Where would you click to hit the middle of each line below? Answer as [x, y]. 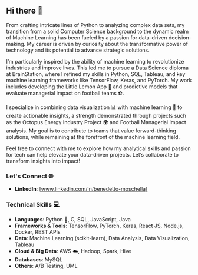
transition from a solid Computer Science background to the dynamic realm [98, 31]
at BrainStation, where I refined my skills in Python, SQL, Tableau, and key [96, 74]
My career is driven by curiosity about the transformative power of [108, 44]
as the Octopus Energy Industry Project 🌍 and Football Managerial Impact [96, 122]
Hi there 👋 [24, 11]
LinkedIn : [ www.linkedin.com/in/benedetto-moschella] [81, 189]
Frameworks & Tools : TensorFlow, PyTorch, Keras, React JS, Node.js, [99, 226]
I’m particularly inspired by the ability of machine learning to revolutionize [95, 61]
